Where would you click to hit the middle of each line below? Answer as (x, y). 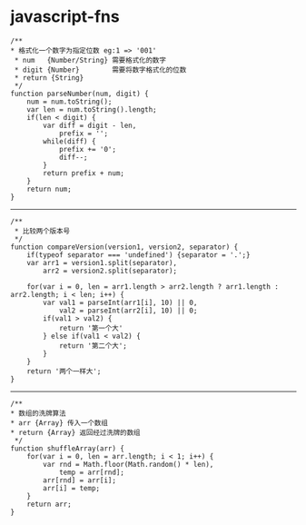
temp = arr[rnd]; (92, 472)
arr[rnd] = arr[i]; (80, 480)
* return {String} (49, 78)
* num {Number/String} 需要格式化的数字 (90, 60)
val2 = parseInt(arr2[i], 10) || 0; (128, 311)
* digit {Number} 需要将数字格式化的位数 (100, 70)
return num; (49, 189)
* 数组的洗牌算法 (38, 413)
